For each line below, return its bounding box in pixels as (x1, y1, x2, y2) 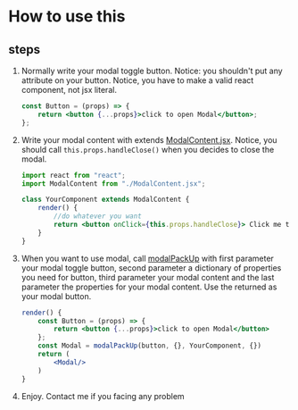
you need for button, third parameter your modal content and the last (21, 272, 275, 282)
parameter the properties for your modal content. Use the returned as (21, 281, 277, 292)
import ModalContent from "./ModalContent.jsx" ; (21, 179, 206, 188)
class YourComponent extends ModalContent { (21, 195, 190, 205)
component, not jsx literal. (21, 85, 118, 95)
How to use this (8, 6, 126, 27)
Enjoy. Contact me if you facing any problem (21, 390, 185, 401)
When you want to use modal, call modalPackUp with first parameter (21, 253, 274, 264)
